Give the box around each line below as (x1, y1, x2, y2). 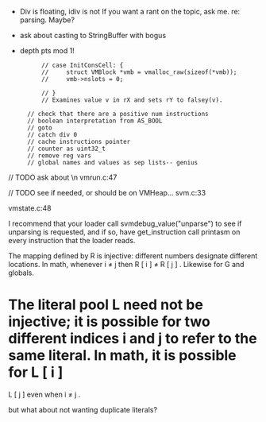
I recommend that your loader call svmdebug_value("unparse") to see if (8, 219, 242, 228)
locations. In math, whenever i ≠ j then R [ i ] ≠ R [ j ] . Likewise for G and (8, 260, 245, 269)
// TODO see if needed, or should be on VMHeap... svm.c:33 (8, 188, 206, 197)
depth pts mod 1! (19, 46, 75, 55)
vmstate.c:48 (8, 203, 52, 213)
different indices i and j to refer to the (8, 330, 257, 348)
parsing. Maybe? (19, 15, 75, 25)
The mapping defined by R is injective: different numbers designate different (8, 251, 258, 261)
